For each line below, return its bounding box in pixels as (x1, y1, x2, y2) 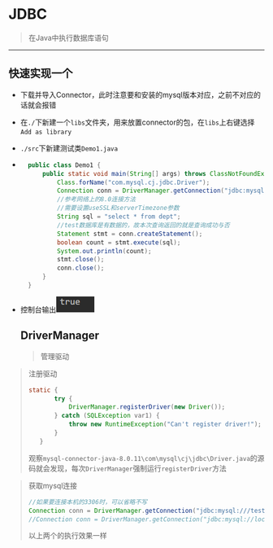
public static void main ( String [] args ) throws (41, 169, 206, 178)
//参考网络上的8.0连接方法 (56, 195, 136, 204)
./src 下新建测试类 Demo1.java (19, 143, 119, 153)
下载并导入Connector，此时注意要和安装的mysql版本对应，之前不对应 (19, 90, 254, 99)
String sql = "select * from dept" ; (56, 213, 181, 221)
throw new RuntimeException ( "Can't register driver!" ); (68, 420, 262, 428)
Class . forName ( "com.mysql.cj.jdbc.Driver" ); (56, 178, 210, 186)
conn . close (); (56, 264, 105, 273)
